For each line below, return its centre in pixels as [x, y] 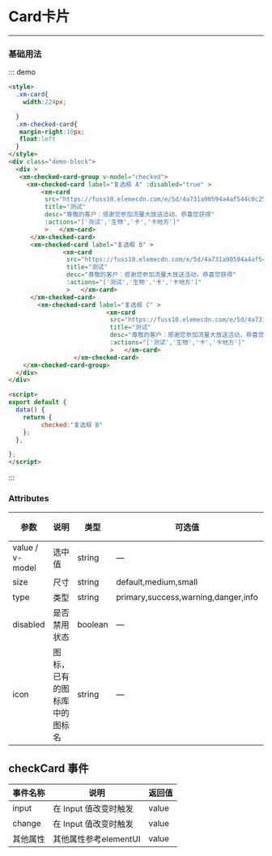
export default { [38, 402]
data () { [30, 410]
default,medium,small [157, 581]
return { [38, 417]
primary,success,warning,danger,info [187, 597]
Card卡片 [39, 17]
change [27, 824]
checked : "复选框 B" [72, 425]
